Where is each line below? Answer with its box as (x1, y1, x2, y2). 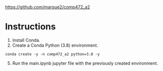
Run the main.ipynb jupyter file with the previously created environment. (12, 60, 158, 66)
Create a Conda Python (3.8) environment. (12, 42, 98, 48)
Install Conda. (12, 37, 40, 43)
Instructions (5, 21, 56, 32)
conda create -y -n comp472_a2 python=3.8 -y (5, 52, 100, 56)
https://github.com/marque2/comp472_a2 (5, 4, 90, 10)
